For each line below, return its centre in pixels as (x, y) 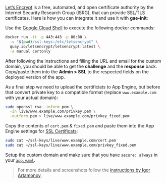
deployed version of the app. (35, 77)
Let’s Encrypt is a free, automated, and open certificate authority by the (79, 7)
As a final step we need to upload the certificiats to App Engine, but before (83, 87)
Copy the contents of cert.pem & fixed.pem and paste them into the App (80, 126)
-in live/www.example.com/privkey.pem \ (53, 111)
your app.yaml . (20, 160)
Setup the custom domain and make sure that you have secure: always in (81, 155)
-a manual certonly (30, 51)
